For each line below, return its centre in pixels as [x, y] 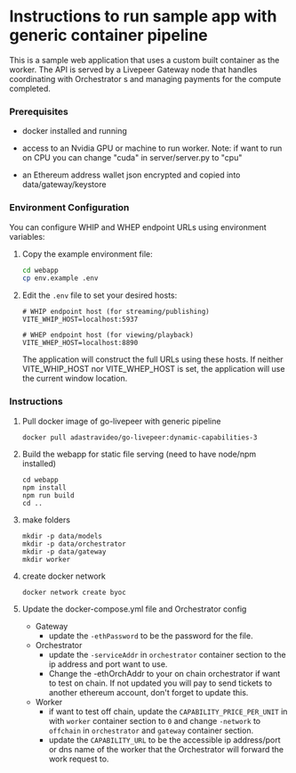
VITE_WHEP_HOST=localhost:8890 [80, 343]
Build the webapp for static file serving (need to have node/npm [139, 454]
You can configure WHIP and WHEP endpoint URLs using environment [138, 227]
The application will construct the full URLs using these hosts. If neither [152, 359]
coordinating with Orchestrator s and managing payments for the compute [145, 78]
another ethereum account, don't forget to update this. [148, 692]
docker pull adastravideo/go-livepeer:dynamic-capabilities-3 [140, 437]
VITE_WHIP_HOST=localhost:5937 [80, 320]
